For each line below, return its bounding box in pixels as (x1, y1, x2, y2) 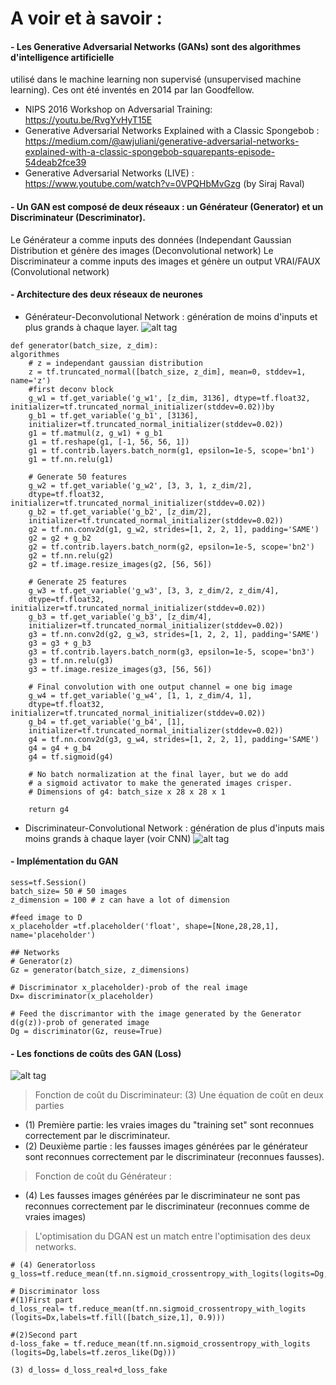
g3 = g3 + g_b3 (28, 638, 92, 648)
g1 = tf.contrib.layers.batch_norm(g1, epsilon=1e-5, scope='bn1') (28, 445, 315, 456)
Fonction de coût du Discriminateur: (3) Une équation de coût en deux (34, 1089, 324, 1101)
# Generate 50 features (28, 472, 128, 482)
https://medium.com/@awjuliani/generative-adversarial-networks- (24, 135, 300, 147)
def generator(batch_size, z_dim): (10, 340, 159, 351)
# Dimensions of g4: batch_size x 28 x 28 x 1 (28, 787, 226, 797)
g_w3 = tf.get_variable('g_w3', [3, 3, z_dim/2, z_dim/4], (28, 585, 280, 596)
